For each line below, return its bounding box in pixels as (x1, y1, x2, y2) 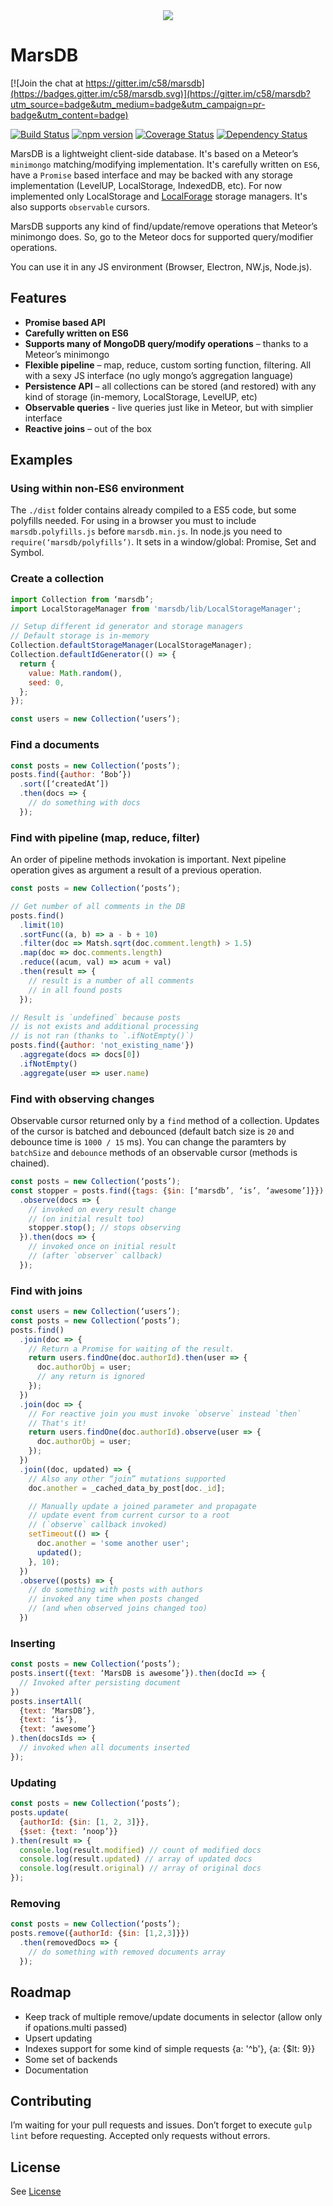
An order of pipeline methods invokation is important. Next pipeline (10, 854, 287, 866)
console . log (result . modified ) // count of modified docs (19, 1845, 262, 1855)
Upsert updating (24, 2032, 93, 2044)
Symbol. (10, 547, 45, 559)
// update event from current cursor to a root (28, 1510, 230, 1521)
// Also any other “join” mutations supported (28, 1474, 226, 1484)
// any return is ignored (36, 1372, 145, 1382)
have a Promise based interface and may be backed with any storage (10, 169, 293, 181)
